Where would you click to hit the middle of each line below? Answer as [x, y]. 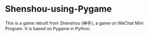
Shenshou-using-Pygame [59, 9]
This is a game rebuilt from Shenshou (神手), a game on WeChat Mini [74, 23]
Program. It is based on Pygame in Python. [48, 28]
